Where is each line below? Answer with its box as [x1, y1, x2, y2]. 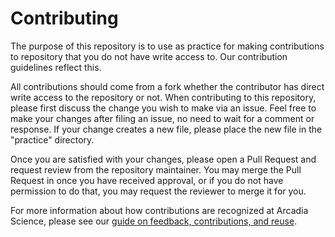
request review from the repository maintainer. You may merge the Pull [10, 163, 302, 176]
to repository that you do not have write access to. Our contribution [10, 50, 288, 62]
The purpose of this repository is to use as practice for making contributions [10, 40, 325, 52]
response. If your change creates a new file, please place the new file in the [10, 123, 323, 135]
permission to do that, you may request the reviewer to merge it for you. [10, 185, 307, 197]
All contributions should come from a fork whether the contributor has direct [10, 80, 325, 92]
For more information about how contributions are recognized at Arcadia [10, 204, 309, 216]
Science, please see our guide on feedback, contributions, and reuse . [10, 215, 298, 227]
